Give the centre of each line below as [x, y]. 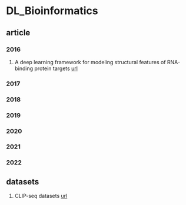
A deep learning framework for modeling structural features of [90, 62]
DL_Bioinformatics [52, 11]
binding [24, 68]
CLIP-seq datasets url [41, 196]
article [18, 33]
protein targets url [56, 68]
